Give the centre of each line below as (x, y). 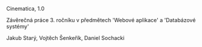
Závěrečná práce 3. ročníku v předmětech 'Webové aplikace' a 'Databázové (101, 20)
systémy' (18, 26)
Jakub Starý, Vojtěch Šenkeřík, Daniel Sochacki (66, 38)
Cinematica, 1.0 (25, 9)
